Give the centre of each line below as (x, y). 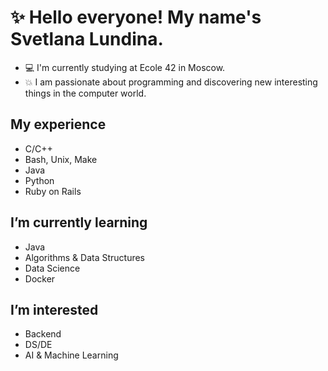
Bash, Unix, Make (61, 159)
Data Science (52, 268)
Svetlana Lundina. (87, 39)
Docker (40, 278)
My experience (58, 124)
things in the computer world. (85, 93)
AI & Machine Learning (71, 355)
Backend (43, 334)
